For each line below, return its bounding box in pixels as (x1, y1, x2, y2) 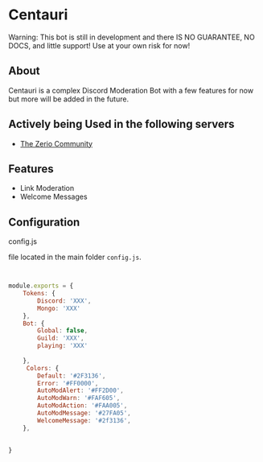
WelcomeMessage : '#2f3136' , (37, 416, 131, 424)
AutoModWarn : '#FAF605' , (37, 394, 121, 402)
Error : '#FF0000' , (37, 379, 99, 387)
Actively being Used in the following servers (8, 118, 235, 131)
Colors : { (26, 364, 60, 372)
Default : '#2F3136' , (37, 372, 106, 380)
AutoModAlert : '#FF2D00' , (37, 386, 125, 395)
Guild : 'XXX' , (37, 334, 84, 343)
